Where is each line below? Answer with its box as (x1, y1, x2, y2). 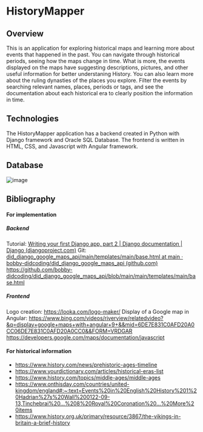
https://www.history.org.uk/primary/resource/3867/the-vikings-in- (15, 413, 181, 420)
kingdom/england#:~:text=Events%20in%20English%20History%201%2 (15, 386, 197, 394)
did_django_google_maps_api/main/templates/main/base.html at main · (6, 253, 184, 260)
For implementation (6, 211, 57, 218)
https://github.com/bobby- (6, 266, 73, 273)
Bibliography (6, 194, 56, 204)
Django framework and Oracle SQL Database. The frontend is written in (6, 136, 185, 143)
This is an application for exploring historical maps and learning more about (6, 44, 195, 52)
